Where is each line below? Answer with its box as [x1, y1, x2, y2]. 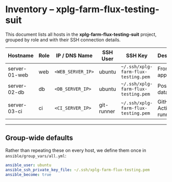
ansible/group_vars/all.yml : [5, 152, 67, 159]
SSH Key [126, 52, 148, 59]
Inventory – [5, 4, 54, 15]
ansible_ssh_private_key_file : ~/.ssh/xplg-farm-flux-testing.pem [5, 167, 150, 172]
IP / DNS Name [56, 52, 93, 59]
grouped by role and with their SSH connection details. [5, 37, 121, 43]
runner [99, 108, 115, 115]
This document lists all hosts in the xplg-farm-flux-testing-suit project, [5, 31, 157, 37]
